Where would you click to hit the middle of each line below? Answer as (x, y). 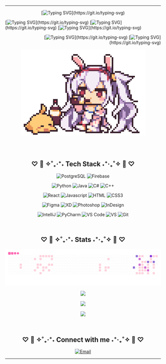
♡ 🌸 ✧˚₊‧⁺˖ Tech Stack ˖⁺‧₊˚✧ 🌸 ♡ (83, 164)
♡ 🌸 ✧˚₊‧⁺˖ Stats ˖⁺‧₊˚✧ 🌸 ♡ (83, 240)
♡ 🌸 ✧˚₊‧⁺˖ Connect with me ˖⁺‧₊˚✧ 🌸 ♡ (83, 339)
